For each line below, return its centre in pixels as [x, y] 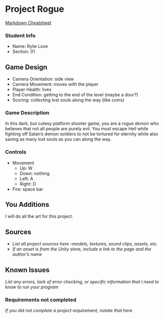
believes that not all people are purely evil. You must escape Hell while [77, 129]
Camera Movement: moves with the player [55, 84]
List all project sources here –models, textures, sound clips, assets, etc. [85, 244]
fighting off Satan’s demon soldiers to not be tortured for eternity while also [82, 134]
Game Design [26, 67]
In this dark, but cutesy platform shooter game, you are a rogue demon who [82, 123]
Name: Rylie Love [30, 46]
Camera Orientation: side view [43, 79]
